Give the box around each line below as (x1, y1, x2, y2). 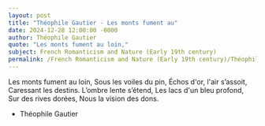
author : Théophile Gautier (8, 33, 97, 42)
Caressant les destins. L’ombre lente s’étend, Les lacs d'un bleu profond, (8, 85, 244, 94)
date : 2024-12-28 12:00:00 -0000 (8, 26, 118, 34)
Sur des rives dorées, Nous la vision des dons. (8, 94, 159, 103)
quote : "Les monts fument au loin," (8, 41, 129, 49)
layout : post (8, 11, 51, 20)
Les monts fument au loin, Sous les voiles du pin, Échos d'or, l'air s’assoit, (8, 76, 248, 87)
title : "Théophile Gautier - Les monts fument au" (8, 19, 178, 27)
